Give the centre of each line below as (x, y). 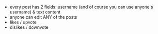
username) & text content (35, 12)
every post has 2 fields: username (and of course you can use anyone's (81, 7)
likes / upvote (23, 22)
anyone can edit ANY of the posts (43, 17)
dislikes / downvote (29, 27)
